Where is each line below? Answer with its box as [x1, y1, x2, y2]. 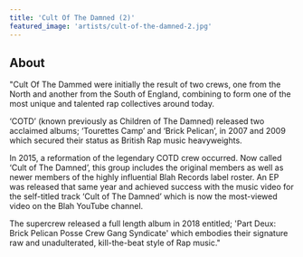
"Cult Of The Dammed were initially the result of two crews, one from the [9, 79, 281, 90]
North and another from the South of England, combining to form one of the [9, 89, 291, 100]
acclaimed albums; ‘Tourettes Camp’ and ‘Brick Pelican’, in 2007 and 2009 [9, 126, 287, 137]
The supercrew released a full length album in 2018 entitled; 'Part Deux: [9, 218, 277, 229]
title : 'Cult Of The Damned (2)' [9, 13, 136, 23]
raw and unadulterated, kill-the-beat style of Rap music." [9, 237, 222, 249]
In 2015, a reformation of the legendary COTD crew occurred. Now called [9, 153, 282, 164]
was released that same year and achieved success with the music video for [9, 182, 294, 193]
